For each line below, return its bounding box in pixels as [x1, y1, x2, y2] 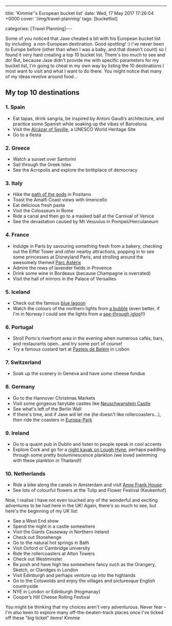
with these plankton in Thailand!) [12, 458, 82, 464]
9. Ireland [5, 429, 30, 437]
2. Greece [5, 144, 30, 152]
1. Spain [5, 103, 26, 111]
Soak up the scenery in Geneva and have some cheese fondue [12, 371, 145, 377]
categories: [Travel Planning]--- [5, 26, 73, 31]
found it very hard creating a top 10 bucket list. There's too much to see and [5, 52, 165, 58]
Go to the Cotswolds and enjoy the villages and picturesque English [12, 578, 155, 584]
